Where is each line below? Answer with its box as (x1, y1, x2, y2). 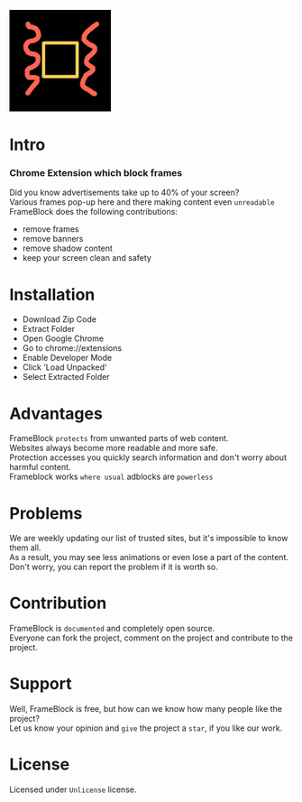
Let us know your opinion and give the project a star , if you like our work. (9, 723, 283, 733)
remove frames (22, 224, 79, 235)
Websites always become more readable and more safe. (9, 443, 218, 454)
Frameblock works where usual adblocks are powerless (9, 471, 214, 483)
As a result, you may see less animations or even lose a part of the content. (9, 552, 288, 563)
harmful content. (9, 462, 71, 473)
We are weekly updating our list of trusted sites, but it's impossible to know (9, 533, 288, 544)
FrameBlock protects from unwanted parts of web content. (9, 433, 229, 444)
